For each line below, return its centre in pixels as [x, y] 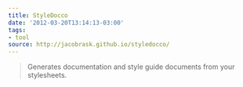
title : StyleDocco [38, 15]
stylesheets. [47, 75]
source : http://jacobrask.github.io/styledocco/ [89, 45]
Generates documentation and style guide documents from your [131, 67]
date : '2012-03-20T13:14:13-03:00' [66, 23]
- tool [19, 37]
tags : [17, 30]
